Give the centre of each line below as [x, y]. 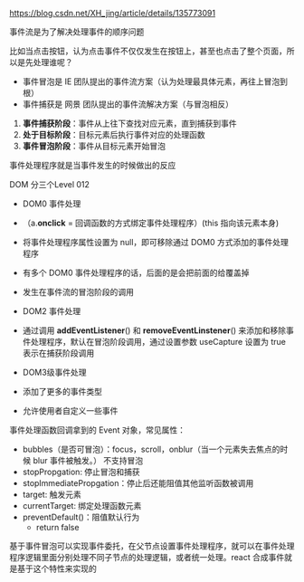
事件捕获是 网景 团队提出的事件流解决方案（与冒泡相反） [128, 104]
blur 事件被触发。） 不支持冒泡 [88, 460]
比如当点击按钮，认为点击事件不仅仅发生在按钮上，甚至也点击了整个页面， [148, 51]
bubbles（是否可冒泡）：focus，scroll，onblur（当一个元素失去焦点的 [151, 449]
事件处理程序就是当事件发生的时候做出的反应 [93, 165]
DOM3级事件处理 [54, 372]
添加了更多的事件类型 [62, 391]
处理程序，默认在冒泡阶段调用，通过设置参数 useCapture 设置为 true [158, 342]
